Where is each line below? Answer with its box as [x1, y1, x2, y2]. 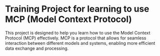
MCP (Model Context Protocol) [5, 14, 132, 25]
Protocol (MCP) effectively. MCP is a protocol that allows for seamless [5, 35, 147, 41]
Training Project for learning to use [5, 3, 149, 15]
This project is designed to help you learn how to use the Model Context [5, 30, 151, 36]
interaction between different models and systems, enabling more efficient [5, 40, 156, 46]
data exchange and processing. [5, 45, 69, 51]
